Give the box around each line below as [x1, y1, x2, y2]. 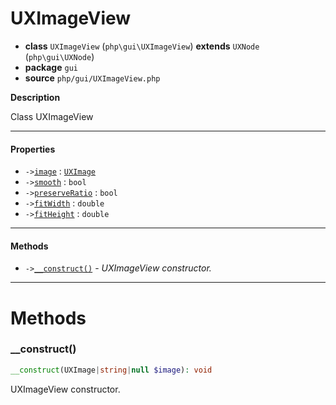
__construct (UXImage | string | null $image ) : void [10, 365, 213, 375]
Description [10, 91, 61, 103]
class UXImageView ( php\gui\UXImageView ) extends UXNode [24, 40, 260, 52]
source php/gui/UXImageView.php [24, 72, 161, 84]
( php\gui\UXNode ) [24, 50, 95, 62]
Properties [10, 143, 56, 155]
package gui [24, 61, 78, 73]
